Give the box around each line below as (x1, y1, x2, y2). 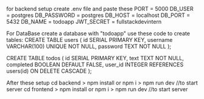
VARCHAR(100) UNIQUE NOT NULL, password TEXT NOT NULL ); (6, 43, 172, 50)
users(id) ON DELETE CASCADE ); (6, 67, 93, 75)
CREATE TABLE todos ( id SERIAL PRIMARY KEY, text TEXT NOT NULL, (6, 55, 184, 61)
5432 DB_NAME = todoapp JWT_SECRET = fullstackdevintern (6, 18, 162, 25)
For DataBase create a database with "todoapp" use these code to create (6, 30, 191, 37)
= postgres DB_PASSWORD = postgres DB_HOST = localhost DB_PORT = (6, 12, 191, 19)
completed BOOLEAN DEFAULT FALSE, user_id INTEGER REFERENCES (6, 61, 184, 68)
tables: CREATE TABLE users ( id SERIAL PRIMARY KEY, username (6, 36, 173, 43)
